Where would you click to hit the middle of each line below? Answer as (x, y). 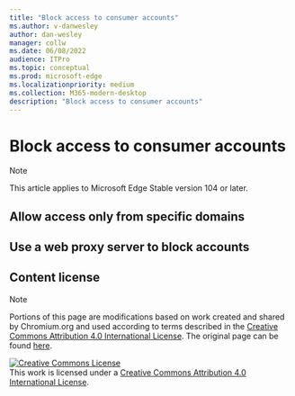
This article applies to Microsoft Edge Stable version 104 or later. (129, 188)
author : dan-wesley (46, 34)
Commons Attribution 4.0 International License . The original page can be (144, 336)
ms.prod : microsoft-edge (56, 76)
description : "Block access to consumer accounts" (106, 101)
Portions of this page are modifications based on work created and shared (147, 317)
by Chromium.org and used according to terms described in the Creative (144, 326)
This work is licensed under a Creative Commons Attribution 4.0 (128, 372)
